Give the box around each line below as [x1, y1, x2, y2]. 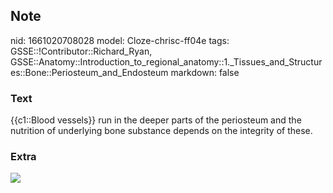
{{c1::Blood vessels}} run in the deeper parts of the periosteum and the [10, 114, 302, 126]
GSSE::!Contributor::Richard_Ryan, [10, 45, 153, 57]
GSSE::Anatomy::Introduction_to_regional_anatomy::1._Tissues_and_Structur [10, 55, 323, 68]
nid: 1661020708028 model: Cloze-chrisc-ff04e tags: [10, 34, 230, 46]
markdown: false [170, 66, 240, 78]
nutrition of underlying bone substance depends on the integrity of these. [10, 125, 313, 137]
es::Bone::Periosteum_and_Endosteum [10, 66, 169, 78]
